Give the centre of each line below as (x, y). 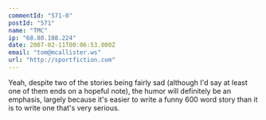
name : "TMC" (28, 30)
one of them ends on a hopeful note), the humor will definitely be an (120, 91)
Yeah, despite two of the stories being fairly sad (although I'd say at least (128, 82)
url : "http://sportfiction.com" (62, 60)
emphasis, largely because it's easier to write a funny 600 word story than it (133, 99)
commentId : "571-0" (41, 15)
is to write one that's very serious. (64, 107)
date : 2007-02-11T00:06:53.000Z (62, 45)
